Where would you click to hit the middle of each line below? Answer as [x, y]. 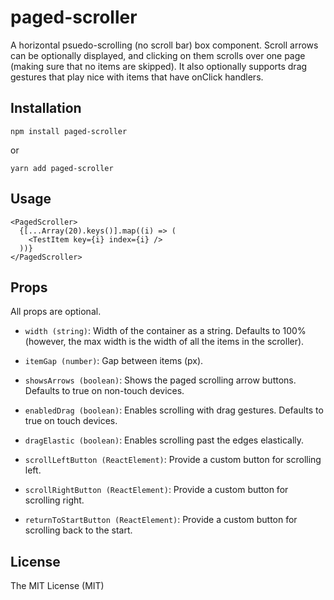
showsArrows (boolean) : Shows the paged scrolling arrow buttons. [160, 380]
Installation [46, 108]
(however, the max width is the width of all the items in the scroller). [164, 342]
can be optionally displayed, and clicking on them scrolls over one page [158, 55]
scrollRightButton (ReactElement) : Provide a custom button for [156, 490]
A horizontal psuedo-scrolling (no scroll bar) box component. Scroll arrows [164, 45]
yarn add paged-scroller [62, 168]
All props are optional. [56, 312]
